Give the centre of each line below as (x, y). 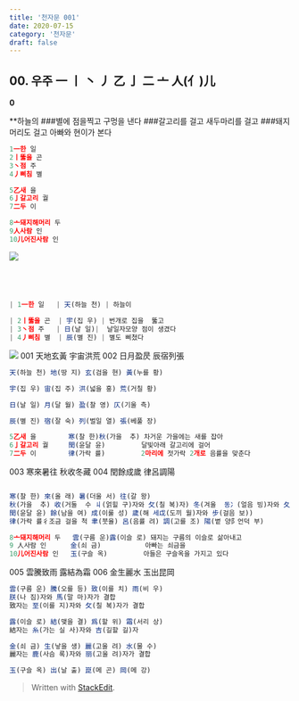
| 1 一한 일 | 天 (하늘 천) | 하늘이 (71, 305)
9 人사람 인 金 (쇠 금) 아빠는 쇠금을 (97, 546)
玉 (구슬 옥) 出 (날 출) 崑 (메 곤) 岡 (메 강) (80, 671)
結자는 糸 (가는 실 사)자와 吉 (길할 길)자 (74, 630)
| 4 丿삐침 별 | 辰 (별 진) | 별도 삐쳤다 (77, 338)
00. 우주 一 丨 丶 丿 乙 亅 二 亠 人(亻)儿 (112, 81)
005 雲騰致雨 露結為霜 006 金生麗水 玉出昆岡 (92, 573)
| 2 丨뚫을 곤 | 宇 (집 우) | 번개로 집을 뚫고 (87, 321)
